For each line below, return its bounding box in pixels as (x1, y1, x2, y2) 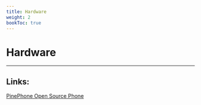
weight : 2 (6, 14, 31, 20)
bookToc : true (6, 20, 42, 26)
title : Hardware (6, 8, 47, 15)
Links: (6, 76, 30, 87)
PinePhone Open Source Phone (6, 92, 84, 100)
